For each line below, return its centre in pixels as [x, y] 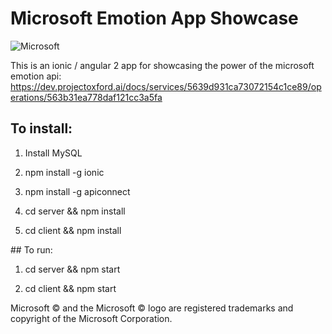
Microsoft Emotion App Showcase [154, 18]
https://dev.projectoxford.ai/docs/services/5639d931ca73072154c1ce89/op [166, 86]
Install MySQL [53, 153]
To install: [41, 128]
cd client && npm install [73, 230]
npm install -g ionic [64, 172]
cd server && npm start [72, 269]
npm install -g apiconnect [77, 191]
